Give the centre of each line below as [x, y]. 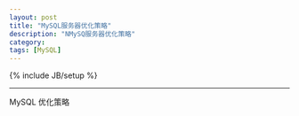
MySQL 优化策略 [40, 102]
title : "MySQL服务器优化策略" [61, 26]
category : [28, 42]
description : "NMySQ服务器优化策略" [73, 34]
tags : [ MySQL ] [36, 50]
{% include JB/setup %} [53, 75]
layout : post [33, 17]
